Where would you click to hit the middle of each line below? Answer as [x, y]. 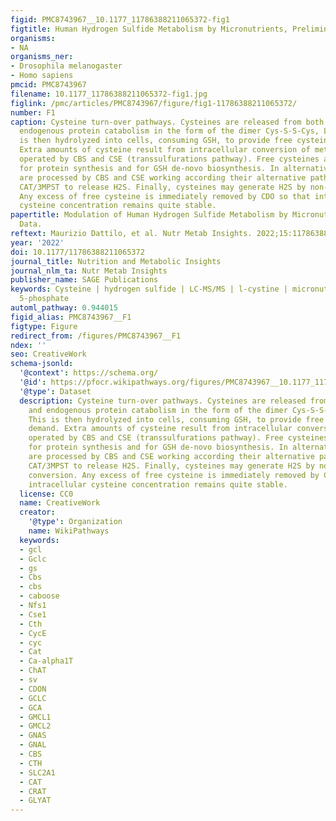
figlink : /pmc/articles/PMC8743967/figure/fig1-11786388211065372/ [154, 103]
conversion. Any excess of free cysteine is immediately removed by [174, 475]
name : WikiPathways [69, 531]
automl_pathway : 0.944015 [64, 308]
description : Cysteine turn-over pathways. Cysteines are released [163, 401]
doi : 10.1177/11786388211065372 [77, 252]
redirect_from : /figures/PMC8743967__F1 [96, 336]
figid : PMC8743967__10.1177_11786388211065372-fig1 [120, 19]
